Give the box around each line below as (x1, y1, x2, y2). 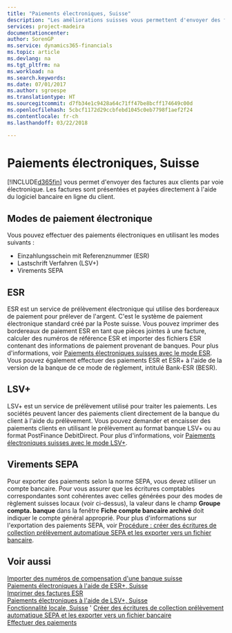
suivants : (7, 238, 35, 247)
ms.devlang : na (7, 55, 51, 62)
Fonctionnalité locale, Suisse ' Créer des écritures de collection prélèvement (7, 603, 224, 612)
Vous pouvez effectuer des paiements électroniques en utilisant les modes (7, 231, 220, 239)
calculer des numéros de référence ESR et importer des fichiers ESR (7, 334, 202, 343)
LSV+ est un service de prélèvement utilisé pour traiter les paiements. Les (7, 401, 217, 410)
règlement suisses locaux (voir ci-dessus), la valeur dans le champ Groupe (7, 499, 221, 507)
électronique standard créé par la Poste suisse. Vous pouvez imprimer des (7, 319, 220, 328)
